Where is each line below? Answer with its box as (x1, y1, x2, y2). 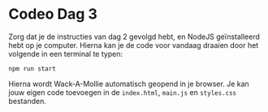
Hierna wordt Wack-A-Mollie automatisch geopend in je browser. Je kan (8, 79, 249, 88)
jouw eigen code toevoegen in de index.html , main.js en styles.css (8, 87, 237, 97)
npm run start (8, 64, 57, 73)
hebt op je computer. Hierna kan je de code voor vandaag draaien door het (8, 40, 259, 50)
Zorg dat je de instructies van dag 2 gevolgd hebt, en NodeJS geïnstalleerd (8, 32, 260, 41)
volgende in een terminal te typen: (8, 49, 123, 58)
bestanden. (8, 96, 46, 106)
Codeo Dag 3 (8, 5, 97, 24)
